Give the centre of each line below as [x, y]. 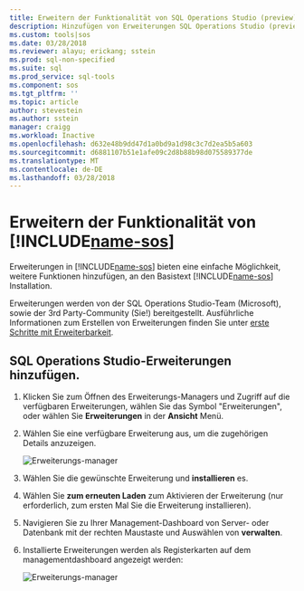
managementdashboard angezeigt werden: [103, 559]
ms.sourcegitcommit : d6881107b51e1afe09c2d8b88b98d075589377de [131, 152]
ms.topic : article [44, 102]
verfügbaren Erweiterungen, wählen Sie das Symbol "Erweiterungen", [152, 406]
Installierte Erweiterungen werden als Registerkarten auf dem [137, 550]
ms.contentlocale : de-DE [56, 169]
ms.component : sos [44, 85]
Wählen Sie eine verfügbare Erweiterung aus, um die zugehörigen [145, 434]
